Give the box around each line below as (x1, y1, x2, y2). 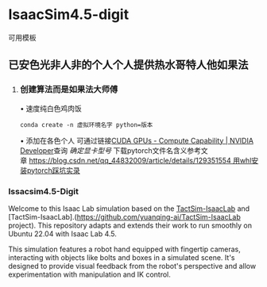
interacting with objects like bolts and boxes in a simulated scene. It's (8, 252, 235, 262)
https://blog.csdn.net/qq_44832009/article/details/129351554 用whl (29, 155, 252, 165)
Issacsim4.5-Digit (8, 186, 79, 197)
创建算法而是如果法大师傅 (19, 84, 118, 95)
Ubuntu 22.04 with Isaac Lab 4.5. (8, 228, 118, 239)
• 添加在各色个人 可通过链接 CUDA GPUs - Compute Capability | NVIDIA (19, 136, 254, 145)
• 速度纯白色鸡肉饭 (19, 103, 82, 113)
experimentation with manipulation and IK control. (8, 270, 171, 279)
